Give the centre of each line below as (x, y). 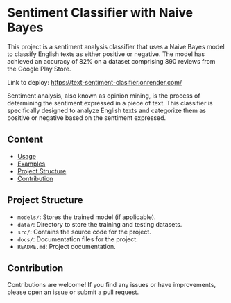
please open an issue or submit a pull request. (73, 292)
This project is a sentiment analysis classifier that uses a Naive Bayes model (116, 46)
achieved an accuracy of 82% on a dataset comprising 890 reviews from (111, 61)
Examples (31, 164)
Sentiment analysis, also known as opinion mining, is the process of (104, 96)
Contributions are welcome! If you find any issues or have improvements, (112, 285)
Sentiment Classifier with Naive (100, 13)
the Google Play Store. (39, 69)
